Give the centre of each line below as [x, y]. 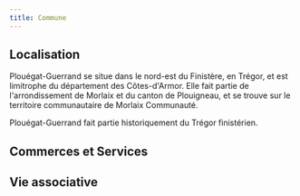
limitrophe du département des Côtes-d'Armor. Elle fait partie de [129, 86]
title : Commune [38, 18]
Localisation [45, 55]
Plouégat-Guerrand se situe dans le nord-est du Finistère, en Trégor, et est [149, 76]
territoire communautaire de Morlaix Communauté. [104, 105]
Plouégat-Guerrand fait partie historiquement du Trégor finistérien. [134, 122]
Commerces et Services [79, 151]
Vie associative [53, 182]
